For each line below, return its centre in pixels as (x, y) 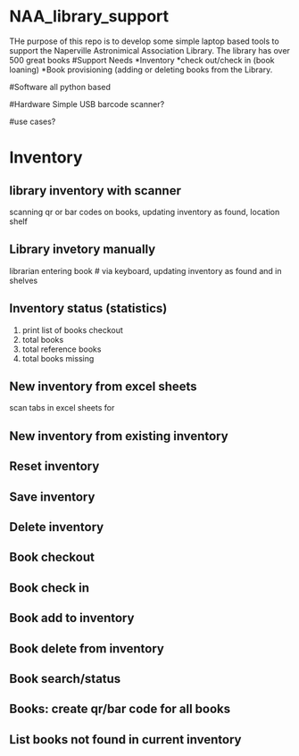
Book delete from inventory (87, 648)
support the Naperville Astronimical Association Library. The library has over (149, 50)
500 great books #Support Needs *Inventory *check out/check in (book (142, 60)
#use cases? (33, 121)
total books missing (58, 358)
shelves (24, 280)
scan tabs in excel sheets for (62, 408)
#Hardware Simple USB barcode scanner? (87, 104)
